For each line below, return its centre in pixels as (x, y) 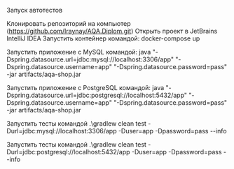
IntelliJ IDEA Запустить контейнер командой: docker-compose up (103, 38)
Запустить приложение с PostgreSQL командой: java (85, 88)
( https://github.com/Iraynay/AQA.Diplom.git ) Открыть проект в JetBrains (112, 31)
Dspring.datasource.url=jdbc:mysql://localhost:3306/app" (90, 59)
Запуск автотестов (35, 10)
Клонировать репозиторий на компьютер (69, 23)
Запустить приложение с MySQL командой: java (79, 52)
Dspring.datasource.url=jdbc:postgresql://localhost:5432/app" (97, 95)
